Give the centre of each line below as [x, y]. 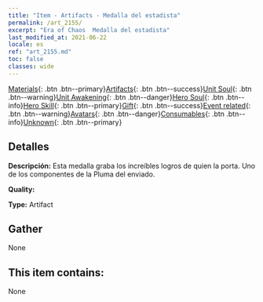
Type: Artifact [31, 204]
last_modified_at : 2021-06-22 [58, 37]
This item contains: [56, 273]
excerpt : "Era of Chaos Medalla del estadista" [89, 30]
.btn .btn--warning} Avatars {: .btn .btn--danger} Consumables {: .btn [117, 114]
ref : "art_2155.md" [40, 52]
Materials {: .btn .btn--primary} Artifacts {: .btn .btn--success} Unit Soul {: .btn [130, 89]
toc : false [26, 60]
